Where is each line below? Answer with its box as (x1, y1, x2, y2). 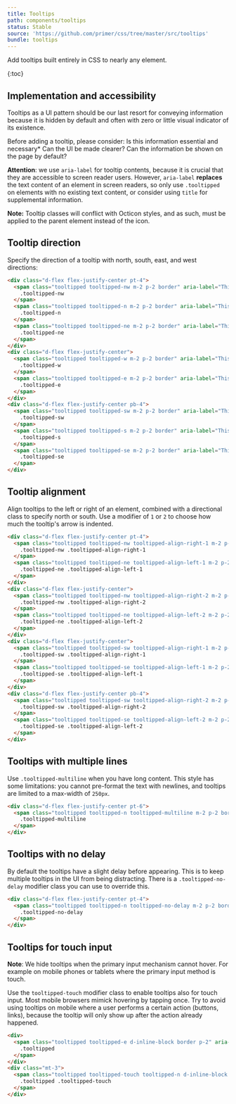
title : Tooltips (7, 10, 55, 18)
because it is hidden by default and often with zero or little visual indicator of (7, 115, 230, 124)
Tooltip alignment (7, 486, 86, 498)
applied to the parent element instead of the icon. (7, 216, 150, 225)
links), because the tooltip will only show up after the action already (7, 1011, 203, 1019)
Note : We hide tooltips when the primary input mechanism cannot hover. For (7, 960, 228, 968)
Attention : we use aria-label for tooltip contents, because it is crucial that (7, 165, 223, 174)
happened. (7, 1018, 39, 1027)
